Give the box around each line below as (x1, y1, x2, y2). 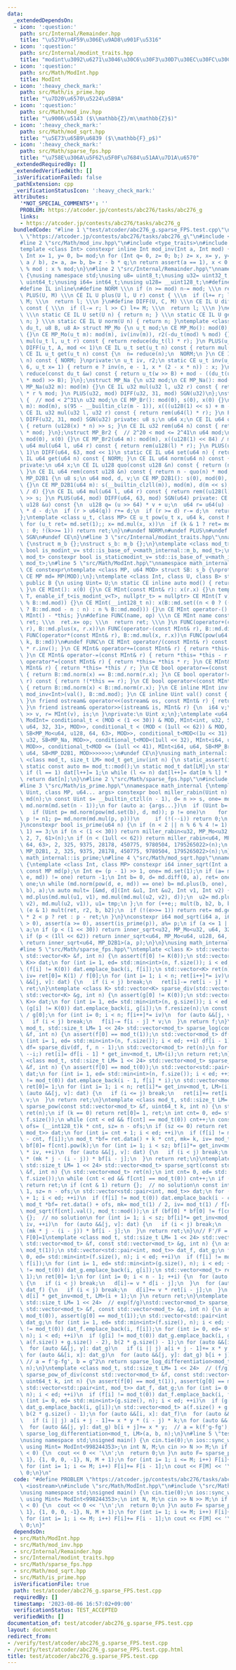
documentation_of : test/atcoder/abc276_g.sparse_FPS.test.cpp (7, 1620, 193, 1627)
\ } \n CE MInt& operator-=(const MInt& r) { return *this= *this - (20, 652, 221, 659)
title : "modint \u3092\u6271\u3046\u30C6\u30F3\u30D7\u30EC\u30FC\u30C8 (20, 56, 234, 63)
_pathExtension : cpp (13, 180, 74, 187)
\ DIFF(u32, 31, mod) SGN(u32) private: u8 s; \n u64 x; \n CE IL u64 (20, 416, 225, 423)
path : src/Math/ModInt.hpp (20, 69, 99, 76)
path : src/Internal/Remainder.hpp (20, 30, 121, 37)
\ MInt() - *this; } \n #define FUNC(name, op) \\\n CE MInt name (20, 612, 212, 619)
